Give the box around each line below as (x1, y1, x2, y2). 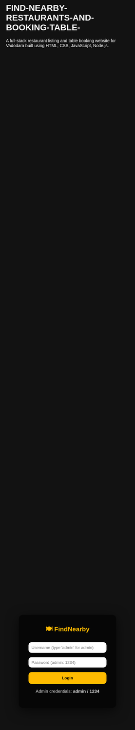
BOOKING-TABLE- (6, 22, 80, 33)
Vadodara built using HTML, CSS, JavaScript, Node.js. (6, 42, 109, 48)
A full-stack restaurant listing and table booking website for (6, 38, 116, 43)
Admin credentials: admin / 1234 (35, 689, 100, 694)
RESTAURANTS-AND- (6, 13, 94, 23)
